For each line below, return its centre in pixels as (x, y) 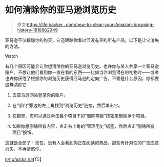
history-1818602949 (37, 30)
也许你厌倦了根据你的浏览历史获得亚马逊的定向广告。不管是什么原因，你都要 (82, 78)
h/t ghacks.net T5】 (24, 159)
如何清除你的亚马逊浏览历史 (61, 10)
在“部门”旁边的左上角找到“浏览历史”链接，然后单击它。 (67, 105)
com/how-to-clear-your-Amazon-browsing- (110, 24)
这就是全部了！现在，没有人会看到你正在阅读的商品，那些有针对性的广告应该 (82, 143)
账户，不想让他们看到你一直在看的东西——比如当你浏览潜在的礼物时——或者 (82, 72)
